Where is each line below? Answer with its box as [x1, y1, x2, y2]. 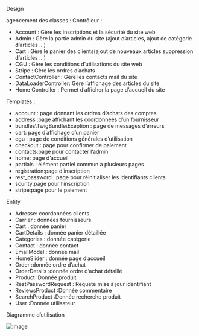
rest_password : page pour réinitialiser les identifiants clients [14, 174, 166, 180]
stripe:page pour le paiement [14, 186, 87, 194]
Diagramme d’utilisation [6, 311, 65, 319]
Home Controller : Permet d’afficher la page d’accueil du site [14, 86, 165, 93]
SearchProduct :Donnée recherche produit [14, 293, 121, 300]
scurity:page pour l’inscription [14, 180, 90, 187]
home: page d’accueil [14, 154, 69, 162]
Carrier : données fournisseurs [14, 217, 92, 223]
